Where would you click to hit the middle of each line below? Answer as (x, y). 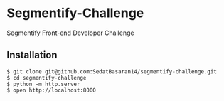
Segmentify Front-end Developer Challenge (70, 33)
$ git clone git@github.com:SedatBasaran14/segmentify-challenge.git (112, 71)
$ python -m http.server (43, 84)
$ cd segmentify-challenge (47, 78)
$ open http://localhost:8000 (52, 90)
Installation (32, 55)
